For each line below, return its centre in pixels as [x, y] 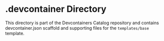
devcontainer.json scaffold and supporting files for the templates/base [77, 28]
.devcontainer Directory [56, 9]
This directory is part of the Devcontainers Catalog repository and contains [82, 23]
